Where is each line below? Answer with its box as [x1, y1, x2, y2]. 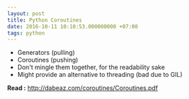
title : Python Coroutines [7, 17, 82, 24]
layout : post [7, 10, 45, 17]
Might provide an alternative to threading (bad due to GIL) [17, 71, 183, 79]
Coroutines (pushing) [17, 56, 79, 64]
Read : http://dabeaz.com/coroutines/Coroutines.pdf [7, 84, 158, 92]
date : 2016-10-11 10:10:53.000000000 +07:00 [7, 23, 138, 30]
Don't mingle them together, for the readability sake [17, 63, 165, 71]
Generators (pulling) [17, 48, 75, 57]
